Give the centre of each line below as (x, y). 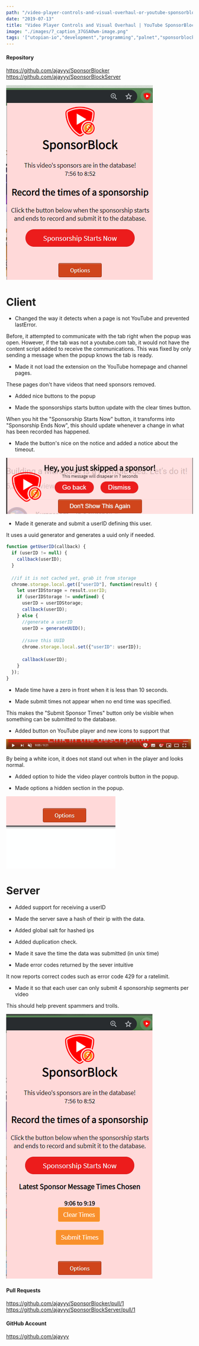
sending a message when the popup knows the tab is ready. (80, 355)
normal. (15, 765)
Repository (20, 57)
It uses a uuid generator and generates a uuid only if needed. (81, 535)
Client (21, 302)
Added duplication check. (46, 942)
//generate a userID (47, 622)
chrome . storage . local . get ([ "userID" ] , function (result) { (85, 584)
